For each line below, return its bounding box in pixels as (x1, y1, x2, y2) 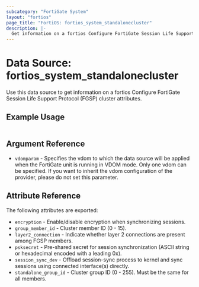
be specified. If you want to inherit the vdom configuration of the (14, 167, 173, 174)
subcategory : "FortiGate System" (6, 8, 89, 15)
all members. (14, 275, 47, 282)
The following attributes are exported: (6, 206, 98, 214)
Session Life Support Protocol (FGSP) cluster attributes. (6, 95, 142, 102)
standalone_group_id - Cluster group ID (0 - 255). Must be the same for (14, 269, 189, 276)
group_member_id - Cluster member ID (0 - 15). (14, 224, 127, 232)
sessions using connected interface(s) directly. (14, 262, 130, 269)
